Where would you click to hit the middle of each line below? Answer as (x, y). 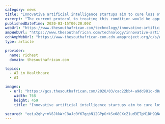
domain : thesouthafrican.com (39, 60)
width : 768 (25, 96)
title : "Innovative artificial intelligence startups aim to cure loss (80, 14)
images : (13, 87)
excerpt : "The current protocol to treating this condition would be (78, 19)
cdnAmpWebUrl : (20, 37)
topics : (13, 69)
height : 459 (26, 100)
